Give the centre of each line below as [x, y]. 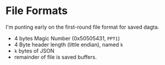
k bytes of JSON [34, 50]
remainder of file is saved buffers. [55, 57]
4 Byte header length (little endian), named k [69, 45]
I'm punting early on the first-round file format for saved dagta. [82, 27]
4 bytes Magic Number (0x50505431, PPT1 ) [67, 38]
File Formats [37, 11]
